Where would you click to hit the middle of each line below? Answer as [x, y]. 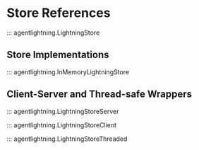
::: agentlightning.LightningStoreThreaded [67, 139]
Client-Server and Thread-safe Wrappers [99, 94]
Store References [59, 13]
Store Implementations [58, 55]
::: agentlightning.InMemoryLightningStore [68, 71]
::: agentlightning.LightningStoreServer [63, 111]
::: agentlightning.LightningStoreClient [62, 125]
